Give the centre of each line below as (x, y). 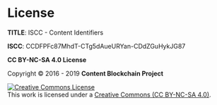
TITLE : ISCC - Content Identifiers (55, 32)
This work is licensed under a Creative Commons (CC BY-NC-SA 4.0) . (109, 94)
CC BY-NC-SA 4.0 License (47, 60)
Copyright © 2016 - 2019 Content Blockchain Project (86, 73)
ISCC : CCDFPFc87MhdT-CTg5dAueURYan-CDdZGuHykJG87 (96, 46)
